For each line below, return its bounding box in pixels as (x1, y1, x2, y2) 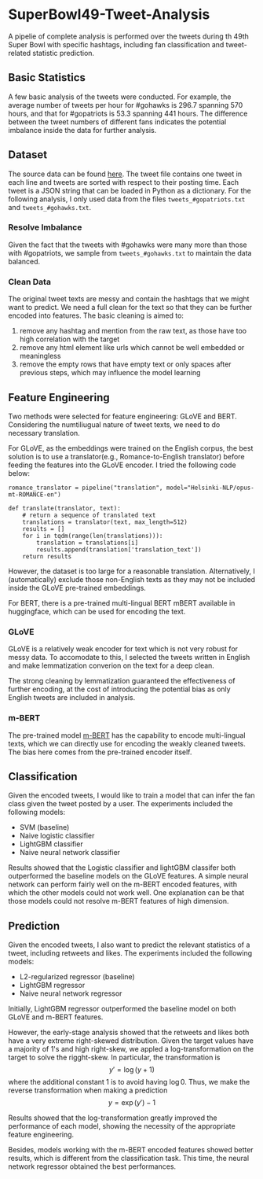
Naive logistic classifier (19, 831, 95, 841)
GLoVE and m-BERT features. (8, 1012, 104, 1022)
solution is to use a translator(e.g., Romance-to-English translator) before (8, 451, 245, 461)
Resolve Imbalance (8, 222, 82, 233)
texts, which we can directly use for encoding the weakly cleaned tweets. (8, 739, 246, 748)
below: (8, 468, 30, 477)
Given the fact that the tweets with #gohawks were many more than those (8, 240, 247, 249)
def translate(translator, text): (8, 504, 122, 512)
